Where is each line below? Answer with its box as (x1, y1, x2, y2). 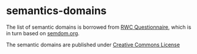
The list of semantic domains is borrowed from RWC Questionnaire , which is (6, 23, 192, 31)
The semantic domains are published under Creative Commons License (6, 41, 180, 48)
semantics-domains (6, 4, 107, 18)
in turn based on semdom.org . (6, 29, 80, 36)
